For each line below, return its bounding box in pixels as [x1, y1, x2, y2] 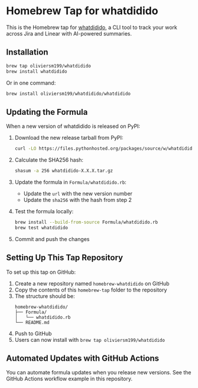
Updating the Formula [6, 107, 88, 117]
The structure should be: [14, 292, 75, 300]
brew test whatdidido [14, 225, 68, 230]
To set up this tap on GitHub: [6, 268, 76, 275]
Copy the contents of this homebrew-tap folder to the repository [14, 286, 167, 293]
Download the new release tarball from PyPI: [14, 134, 124, 142]
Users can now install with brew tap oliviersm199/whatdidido [14, 336, 165, 343]
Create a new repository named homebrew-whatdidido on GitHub [14, 280, 170, 287]
